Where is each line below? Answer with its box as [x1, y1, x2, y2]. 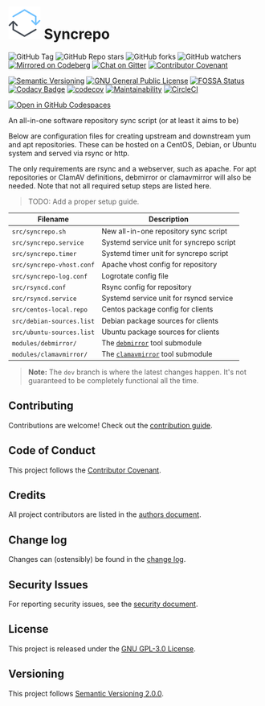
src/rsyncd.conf [11, 283, 67, 291]
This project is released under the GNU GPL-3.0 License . [8, 643, 196, 654]
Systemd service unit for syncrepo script [101, 237, 236, 247]
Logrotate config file [101, 270, 169, 280]
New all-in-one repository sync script [101, 226, 227, 236]
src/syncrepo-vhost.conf [11, 261, 95, 270]
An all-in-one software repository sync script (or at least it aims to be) [8, 115, 239, 125]
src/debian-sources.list [11, 317, 95, 325]
